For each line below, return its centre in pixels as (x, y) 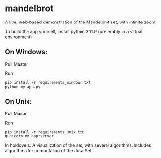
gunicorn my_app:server (29, 136)
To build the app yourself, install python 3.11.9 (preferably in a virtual (74, 31)
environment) (19, 37)
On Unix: (19, 102)
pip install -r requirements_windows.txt (48, 82)
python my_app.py (23, 87)
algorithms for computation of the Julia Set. (49, 150)
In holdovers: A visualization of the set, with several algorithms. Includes (78, 145)
